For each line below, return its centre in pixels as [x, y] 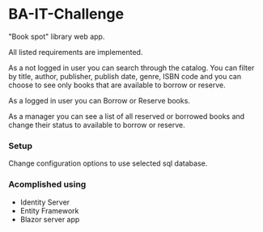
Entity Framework [49, 210]
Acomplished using [47, 184]
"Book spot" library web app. [57, 36]
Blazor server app [50, 219]
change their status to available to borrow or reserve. [97, 124]
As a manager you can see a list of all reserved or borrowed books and [127, 116]
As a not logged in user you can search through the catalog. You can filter [131, 67]
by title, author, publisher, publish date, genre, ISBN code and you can [125, 76]
